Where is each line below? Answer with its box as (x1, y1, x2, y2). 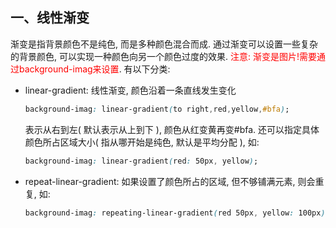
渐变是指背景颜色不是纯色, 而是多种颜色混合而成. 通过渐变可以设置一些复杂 (10, 38, 318, 50)
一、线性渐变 (10, 9, 90, 27)
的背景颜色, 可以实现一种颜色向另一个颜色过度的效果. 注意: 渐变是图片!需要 (10, 50, 317, 62)
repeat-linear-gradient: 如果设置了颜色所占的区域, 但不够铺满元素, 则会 (24, 175, 316, 187)
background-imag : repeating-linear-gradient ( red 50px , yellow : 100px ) (24, 208, 326, 218)
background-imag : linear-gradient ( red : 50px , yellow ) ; (24, 156, 259, 166)
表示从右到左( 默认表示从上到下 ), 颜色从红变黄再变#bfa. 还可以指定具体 (24, 123, 320, 135)
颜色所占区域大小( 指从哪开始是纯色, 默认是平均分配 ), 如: (24, 136, 260, 148)
